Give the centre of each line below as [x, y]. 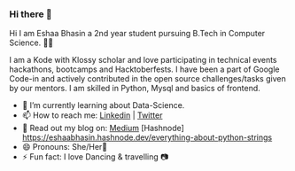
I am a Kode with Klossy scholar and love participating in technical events [143, 60]
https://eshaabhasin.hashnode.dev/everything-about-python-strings [147, 137]
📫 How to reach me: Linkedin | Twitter [92, 115]
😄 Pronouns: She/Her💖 [65, 147]
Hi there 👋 [31, 14]
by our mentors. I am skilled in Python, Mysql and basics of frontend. [135, 89]
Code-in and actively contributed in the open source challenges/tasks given [147, 79]
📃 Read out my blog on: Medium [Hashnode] [103, 128]
